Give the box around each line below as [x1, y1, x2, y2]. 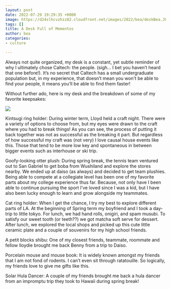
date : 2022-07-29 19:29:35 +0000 [5, 12, 76, 17]
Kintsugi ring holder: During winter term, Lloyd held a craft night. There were [5, 115, 165, 121]
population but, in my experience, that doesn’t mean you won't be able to [5, 75, 159, 81]
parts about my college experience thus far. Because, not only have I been [5, 179, 161, 185]
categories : [5, 36, 31, 41]
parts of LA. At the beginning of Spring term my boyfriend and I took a [5, 205, 152, 211]
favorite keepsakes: [5, 96, 47, 102]
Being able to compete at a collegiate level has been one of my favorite [5, 174, 154, 180]
